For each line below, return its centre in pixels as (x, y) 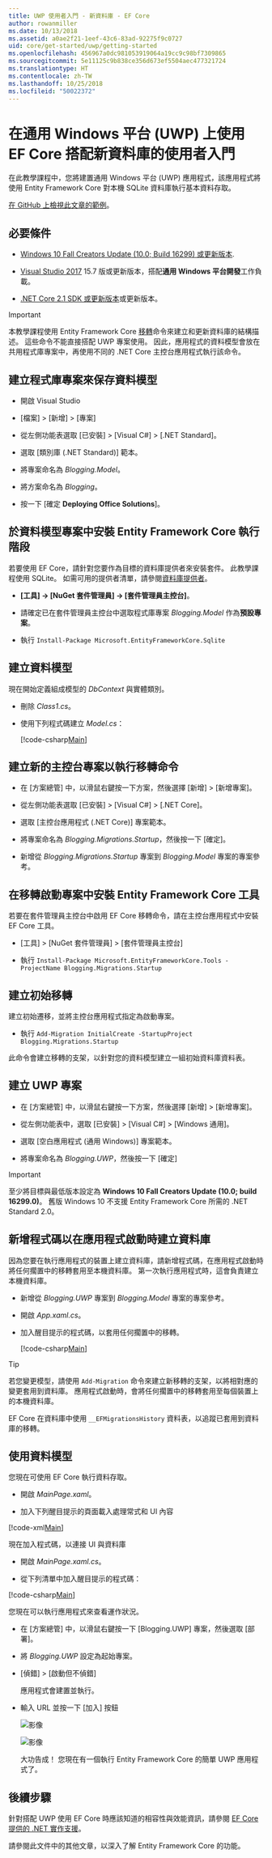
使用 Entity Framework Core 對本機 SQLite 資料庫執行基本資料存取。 (122, 188)
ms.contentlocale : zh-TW (50, 76)
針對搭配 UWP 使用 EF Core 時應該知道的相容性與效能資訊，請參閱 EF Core (134, 1818)
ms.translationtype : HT (49, 69)
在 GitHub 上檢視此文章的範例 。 (61, 205)
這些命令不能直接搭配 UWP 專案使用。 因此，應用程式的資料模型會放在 (142, 341)
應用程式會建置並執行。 (59, 1690)
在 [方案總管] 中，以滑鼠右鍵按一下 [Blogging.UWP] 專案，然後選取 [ (134, 1629)
